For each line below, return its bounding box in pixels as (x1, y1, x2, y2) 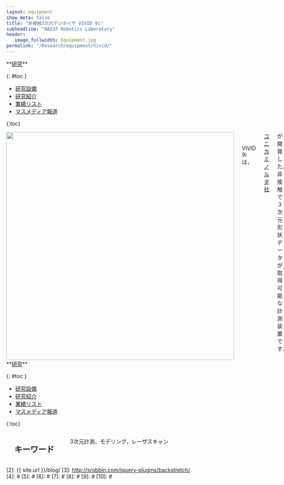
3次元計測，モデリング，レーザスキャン (70, 438, 169, 445)
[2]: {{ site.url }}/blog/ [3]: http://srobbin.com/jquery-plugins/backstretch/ (6, 466, 191, 473)
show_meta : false (6, 15, 50, 21)
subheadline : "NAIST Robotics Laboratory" (6, 26, 115, 32)
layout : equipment (6, 9, 53, 15)
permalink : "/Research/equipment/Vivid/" (6, 43, 113, 49)
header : (6, 32, 26, 38)
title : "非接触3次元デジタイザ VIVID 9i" (6, 20, 103, 26)
